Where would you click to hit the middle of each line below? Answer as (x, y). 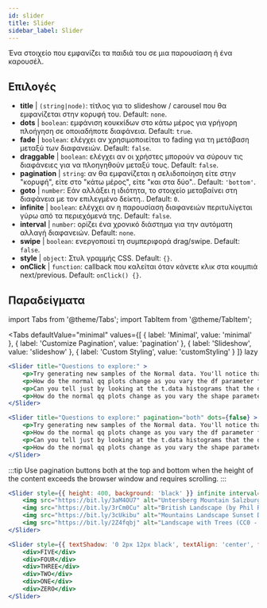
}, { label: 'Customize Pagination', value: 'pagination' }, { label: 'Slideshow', (130, 343)
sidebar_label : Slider (46, 30)
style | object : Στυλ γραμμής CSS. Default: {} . (96, 258)
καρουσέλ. (26, 61)
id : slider (26, 16)
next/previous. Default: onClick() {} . (80, 275)
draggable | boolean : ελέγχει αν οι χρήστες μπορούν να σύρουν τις (132, 157)
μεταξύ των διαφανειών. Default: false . (85, 148)
